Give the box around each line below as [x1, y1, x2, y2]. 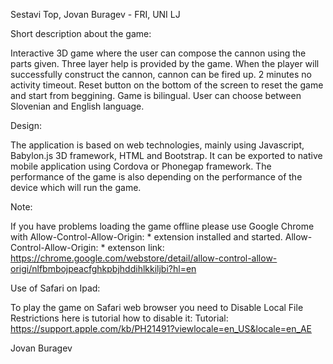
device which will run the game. [10, 182, 142, 193]
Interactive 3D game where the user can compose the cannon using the [10, 47, 307, 59]
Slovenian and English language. [10, 100, 145, 112]
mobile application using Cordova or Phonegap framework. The [10, 160, 272, 172]
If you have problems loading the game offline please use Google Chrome [10, 220, 315, 232]
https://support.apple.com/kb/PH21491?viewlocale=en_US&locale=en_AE [10, 323, 312, 334]
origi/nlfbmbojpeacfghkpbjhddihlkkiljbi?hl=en [10, 263, 197, 274]
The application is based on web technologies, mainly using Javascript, [10, 139, 305, 151]
